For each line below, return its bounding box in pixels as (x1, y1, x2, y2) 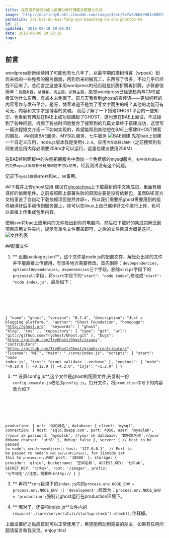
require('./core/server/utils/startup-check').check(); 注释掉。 (12, 510, 150, 516)
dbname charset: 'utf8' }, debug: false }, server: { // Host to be (5, 437, 152, 442)
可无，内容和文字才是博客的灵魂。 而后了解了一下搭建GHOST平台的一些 (5, 107, 154, 113)
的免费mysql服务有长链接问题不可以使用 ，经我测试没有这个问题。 (5, 162, 130, 168)
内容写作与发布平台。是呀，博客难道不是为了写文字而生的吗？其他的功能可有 (5, 101, 164, 107)
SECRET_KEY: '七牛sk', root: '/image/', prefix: (5, 465, 108, 471)
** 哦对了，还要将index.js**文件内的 (12, 504, 88, 510)
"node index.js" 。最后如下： (12, 279, 73, 285)
